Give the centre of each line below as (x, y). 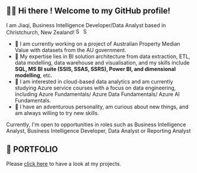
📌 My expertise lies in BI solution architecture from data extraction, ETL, (102, 56)
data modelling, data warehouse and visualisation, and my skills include (102, 62)
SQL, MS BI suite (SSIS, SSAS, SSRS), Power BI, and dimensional (95, 69)
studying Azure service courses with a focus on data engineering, (95, 88)
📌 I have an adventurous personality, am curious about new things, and (101, 107)
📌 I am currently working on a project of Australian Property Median (97, 44)
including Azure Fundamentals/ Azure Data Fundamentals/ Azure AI (97, 94)
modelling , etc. (33, 75)
